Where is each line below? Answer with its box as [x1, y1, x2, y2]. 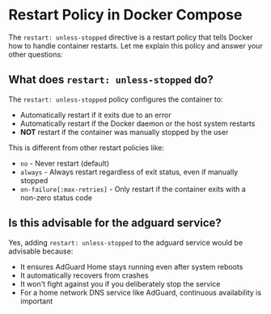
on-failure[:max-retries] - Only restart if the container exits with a [19, 184, 247, 194]
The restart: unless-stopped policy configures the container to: [8, 94, 223, 104]
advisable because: [8, 246, 74, 256]
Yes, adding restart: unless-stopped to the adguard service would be [8, 237, 243, 247]
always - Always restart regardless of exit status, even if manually [19, 167, 239, 177]
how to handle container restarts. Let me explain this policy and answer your [8, 40, 263, 50]
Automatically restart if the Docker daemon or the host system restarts [19, 119, 256, 128]
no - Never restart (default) [19, 158, 110, 168]
